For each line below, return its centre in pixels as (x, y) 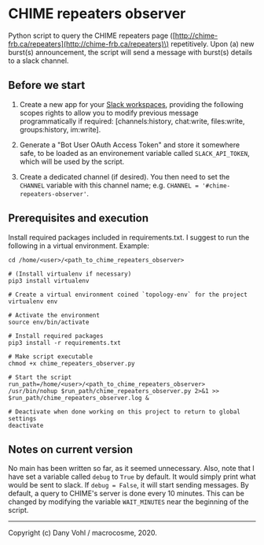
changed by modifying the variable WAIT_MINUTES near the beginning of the (128, 502)
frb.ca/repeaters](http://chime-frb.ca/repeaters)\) (89, 43)
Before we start (47, 85)
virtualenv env (33, 301)
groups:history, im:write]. (60, 129)
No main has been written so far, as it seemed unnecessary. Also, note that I (131, 469)
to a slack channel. (38, 61)
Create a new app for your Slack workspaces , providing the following (131, 104)
